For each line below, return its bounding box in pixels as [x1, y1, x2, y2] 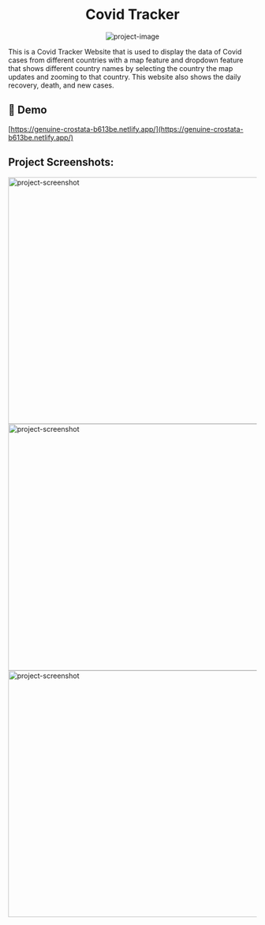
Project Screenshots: [8, 155, 114, 169]
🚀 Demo [8, 103, 47, 117]
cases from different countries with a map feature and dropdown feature [8, 55, 244, 65]
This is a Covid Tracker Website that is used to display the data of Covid [8, 47, 242, 56]
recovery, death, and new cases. [8, 81, 114, 90]
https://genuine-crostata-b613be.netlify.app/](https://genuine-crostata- [10, 124, 244, 133]
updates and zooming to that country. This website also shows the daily [8, 72, 241, 81]
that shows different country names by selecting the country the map [8, 63, 233, 73]
